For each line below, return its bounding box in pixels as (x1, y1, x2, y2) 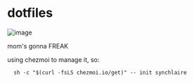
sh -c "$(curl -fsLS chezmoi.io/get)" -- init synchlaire (13, 69, 188, 76)
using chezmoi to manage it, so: (7, 55, 100, 64)
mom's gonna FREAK (7, 41, 69, 50)
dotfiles (7, 5, 53, 21)
